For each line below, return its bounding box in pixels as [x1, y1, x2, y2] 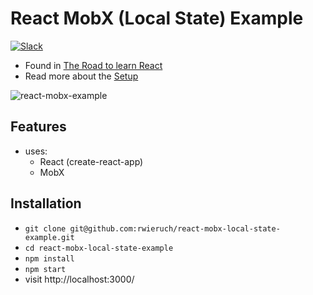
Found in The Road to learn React [24, 59, 163, 71]
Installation [10, 195, 82, 212]
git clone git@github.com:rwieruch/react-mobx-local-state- [24, 223, 281, 234]
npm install [24, 253, 75, 264]
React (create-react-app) [39, 155, 144, 167]
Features [10, 118, 67, 136]
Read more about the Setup [24, 70, 139, 82]
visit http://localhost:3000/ [24, 273, 135, 285]
